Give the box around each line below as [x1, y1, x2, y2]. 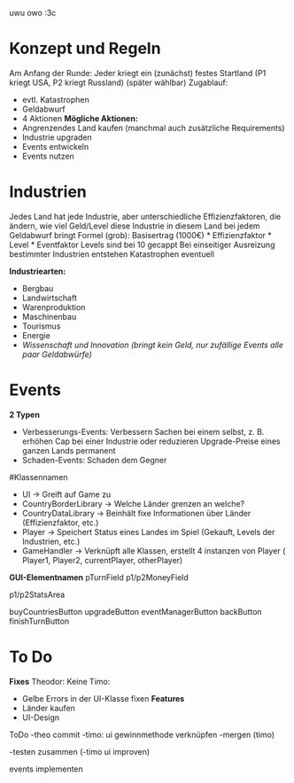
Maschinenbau [21, 311, 77, 322]
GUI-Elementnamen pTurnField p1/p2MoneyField [9, 571, 189, 583]
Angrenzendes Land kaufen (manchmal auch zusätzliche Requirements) [21, 122, 285, 133]
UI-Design [21, 712, 60, 723]
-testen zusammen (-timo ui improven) [9, 746, 151, 756]
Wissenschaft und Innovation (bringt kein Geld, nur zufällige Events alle [21, 339, 284, 350]
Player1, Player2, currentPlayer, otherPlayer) [21, 554, 183, 565]
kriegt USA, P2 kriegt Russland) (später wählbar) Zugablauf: [9, 77, 228, 88]
